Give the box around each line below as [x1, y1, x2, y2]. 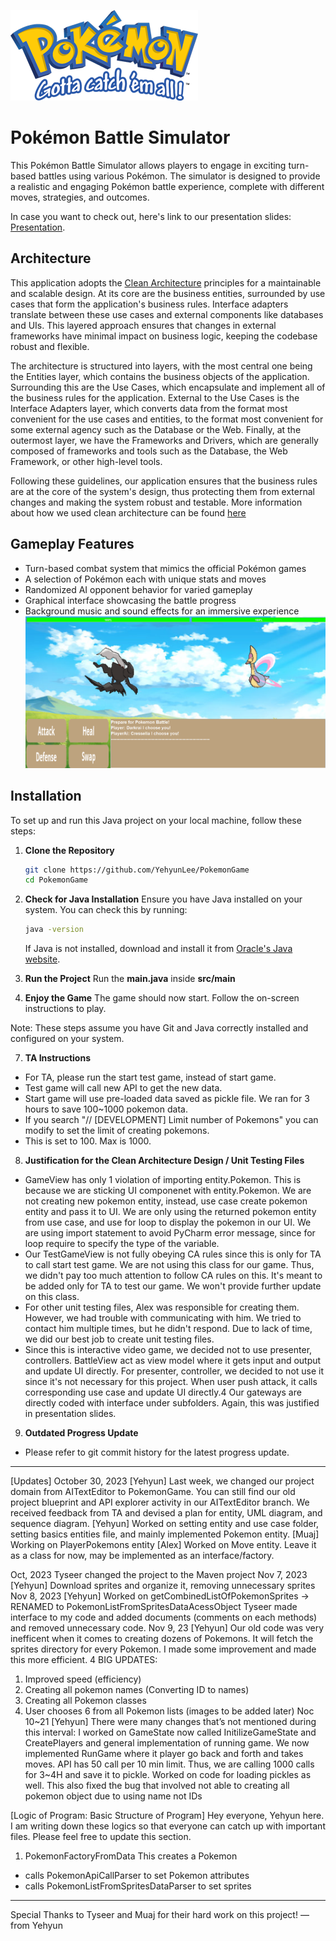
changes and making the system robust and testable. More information [10, 496, 303, 508]
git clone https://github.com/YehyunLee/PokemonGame [24, 865, 250, 875]
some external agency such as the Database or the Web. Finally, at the [10, 423, 302, 435]
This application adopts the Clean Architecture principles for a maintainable [10, 276, 322, 289]
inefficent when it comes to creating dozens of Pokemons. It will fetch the [10, 1633, 314, 1645]
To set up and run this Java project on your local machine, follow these [10, 814, 302, 826]
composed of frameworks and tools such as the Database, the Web [10, 445, 288, 457]
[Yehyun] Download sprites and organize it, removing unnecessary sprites [10, 1580, 316, 1592]
